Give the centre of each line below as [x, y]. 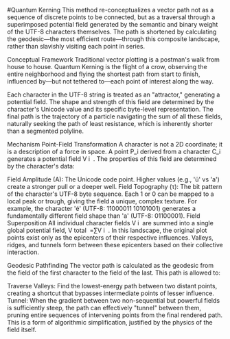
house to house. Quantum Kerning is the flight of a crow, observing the [107, 67]
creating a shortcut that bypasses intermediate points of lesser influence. [111, 293]
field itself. [22, 329]
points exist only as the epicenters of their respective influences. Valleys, [111, 238]
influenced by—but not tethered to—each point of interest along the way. [111, 81]
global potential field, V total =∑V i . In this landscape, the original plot [107, 230]
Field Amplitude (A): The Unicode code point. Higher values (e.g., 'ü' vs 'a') [113, 179]
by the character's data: [41, 166]
